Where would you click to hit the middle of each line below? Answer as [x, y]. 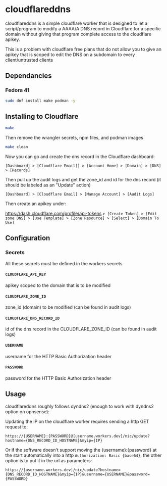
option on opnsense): [27, 411]
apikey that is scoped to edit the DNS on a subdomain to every [70, 55]
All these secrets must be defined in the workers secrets [64, 263]
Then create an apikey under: [36, 204]
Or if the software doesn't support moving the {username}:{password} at [81, 450]
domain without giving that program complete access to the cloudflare [78, 34]
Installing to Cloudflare [42, 116]
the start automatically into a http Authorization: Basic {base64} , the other [84, 455]
